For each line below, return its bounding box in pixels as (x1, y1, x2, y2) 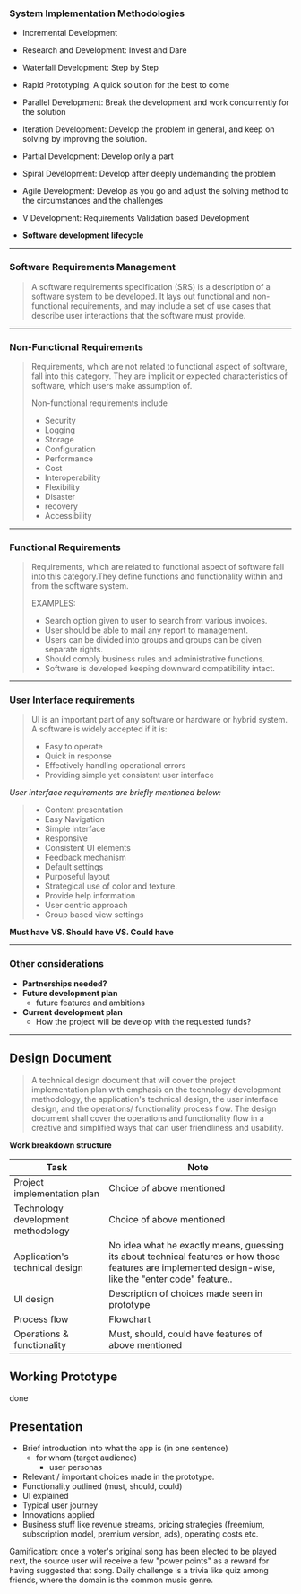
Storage (44, 434, 74, 444)
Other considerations (9, 958, 105, 970)
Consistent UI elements (44, 843, 132, 854)
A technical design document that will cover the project (30, 1074, 236, 1085)
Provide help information (44, 890, 136, 901)
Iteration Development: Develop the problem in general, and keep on (21, 124, 275, 135)
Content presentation (44, 804, 124, 815)
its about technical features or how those (108, 1250, 280, 1263)
